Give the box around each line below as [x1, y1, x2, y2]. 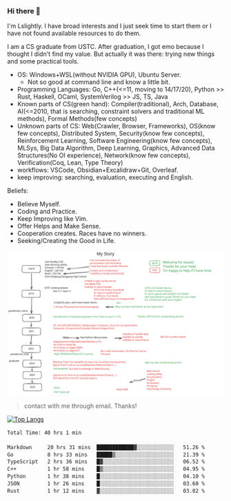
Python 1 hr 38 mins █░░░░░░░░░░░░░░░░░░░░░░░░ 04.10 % [7, 473, 205, 480]
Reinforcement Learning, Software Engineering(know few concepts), [17, 137, 212, 145]
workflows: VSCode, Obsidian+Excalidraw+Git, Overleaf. [17, 166, 179, 175]
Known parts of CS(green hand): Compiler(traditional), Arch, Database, [17, 100, 219, 108]
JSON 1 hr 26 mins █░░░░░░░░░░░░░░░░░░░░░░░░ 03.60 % [7, 480, 205, 487]
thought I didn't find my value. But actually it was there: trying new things [7, 50, 215, 58]
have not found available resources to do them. [7, 29, 141, 37]
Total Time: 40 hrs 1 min [7, 429, 81, 436]
